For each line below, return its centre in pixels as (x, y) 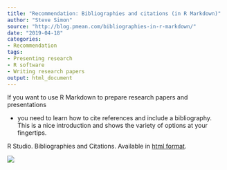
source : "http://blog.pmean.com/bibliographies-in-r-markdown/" (102, 26)
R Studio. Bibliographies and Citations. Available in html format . (97, 147)
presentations (27, 105)
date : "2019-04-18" (35, 33)
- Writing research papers (46, 71)
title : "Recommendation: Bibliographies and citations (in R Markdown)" (114, 13)
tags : (15, 53)
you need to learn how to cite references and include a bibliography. (115, 118)
